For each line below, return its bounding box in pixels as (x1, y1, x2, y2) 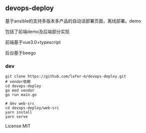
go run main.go (5, 92, 37, 97)
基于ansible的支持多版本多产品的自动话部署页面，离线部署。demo (5, 17, 141, 24)
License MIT (5, 123, 31, 129)
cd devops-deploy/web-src (5, 105, 59, 110)
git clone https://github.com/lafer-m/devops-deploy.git (5, 74, 126, 79)
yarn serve (5, 114, 28, 119)
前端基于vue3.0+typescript (5, 39, 61, 45)
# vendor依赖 (5, 79, 31, 84)
